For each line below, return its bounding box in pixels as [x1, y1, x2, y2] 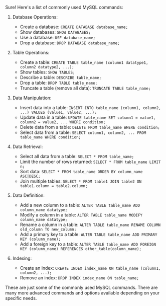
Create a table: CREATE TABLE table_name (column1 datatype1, [20, 59, 148, 65]
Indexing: [12, 255, 32, 261]
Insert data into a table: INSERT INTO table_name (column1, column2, [20, 105, 161, 110]
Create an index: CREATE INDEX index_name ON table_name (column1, [20, 265, 161, 271]
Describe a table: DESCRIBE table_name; [20, 74, 102, 80]
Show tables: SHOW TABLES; [20, 69, 75, 75]
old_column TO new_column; [20, 227, 77, 232]
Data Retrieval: [12, 143, 43, 149]
